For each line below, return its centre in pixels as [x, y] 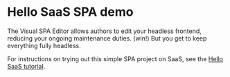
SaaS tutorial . [26, 66]
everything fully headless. [44, 45]
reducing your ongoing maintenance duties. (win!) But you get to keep [107, 38]
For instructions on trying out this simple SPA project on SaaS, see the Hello [115, 58]
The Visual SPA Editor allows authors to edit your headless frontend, [105, 31]
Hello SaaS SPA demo [70, 12]
